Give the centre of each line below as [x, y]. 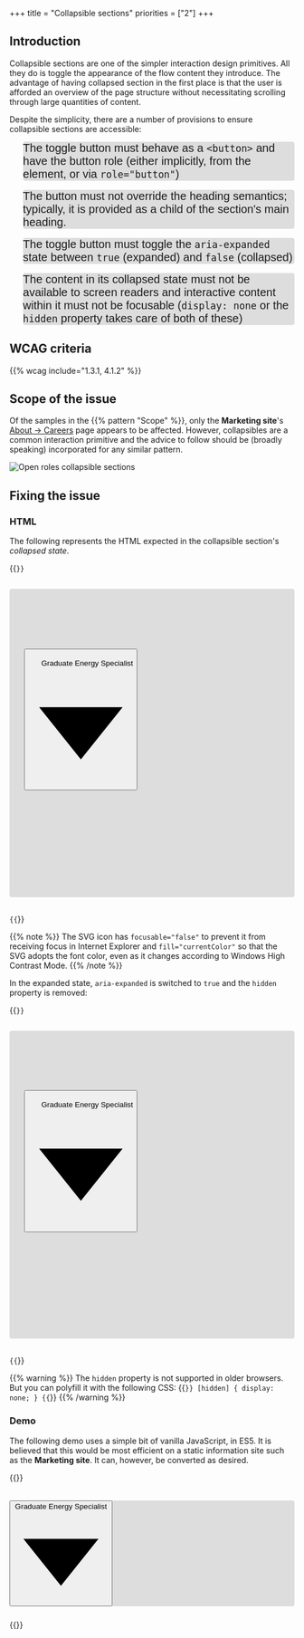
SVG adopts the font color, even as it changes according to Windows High [147, 955]
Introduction [45, 41]
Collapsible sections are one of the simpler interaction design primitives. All [150, 63]
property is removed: [48, 992]
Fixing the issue [55, 496]
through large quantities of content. [76, 101]
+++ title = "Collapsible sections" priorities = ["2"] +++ [112, 13]
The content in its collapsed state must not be [136, 279]
